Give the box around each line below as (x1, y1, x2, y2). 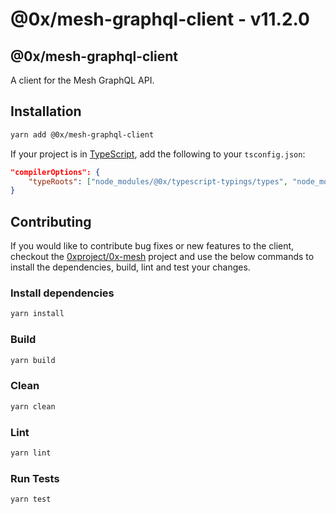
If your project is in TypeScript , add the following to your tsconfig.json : (10, 148, 306, 160)
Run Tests (10, 471, 60, 485)
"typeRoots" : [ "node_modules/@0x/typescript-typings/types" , (28, 176, 288, 187)
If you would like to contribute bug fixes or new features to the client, (10, 240, 295, 252)
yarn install (10, 309, 65, 319)
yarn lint (10, 448, 52, 458)
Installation (10, 103, 82, 120)
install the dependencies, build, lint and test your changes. (10, 261, 251, 273)
